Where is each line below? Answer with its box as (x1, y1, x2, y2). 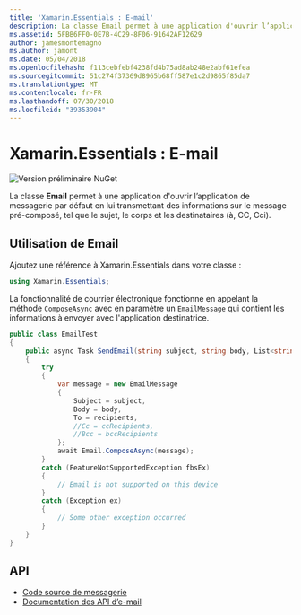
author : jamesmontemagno (9, 38, 102, 48)
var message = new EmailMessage (56, 380, 178, 389)
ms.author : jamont (9, 47, 78, 56)
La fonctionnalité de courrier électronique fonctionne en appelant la (9, 293, 258, 303)
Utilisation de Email (9, 235, 119, 251)
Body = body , (73, 405, 123, 414)
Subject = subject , (73, 396, 146, 405)
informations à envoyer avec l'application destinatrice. (9, 312, 210, 323)
